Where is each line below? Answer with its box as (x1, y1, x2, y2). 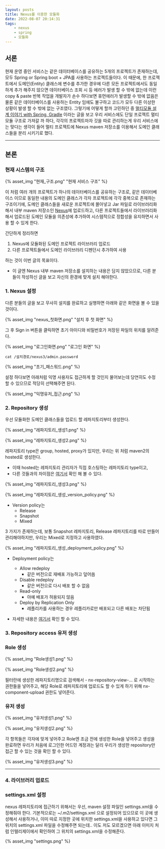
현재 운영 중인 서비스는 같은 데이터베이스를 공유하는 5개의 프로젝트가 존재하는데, (5, 68, 159, 74)
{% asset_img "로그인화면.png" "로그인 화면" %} (5, 343, 101, 349)
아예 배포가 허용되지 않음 (27, 594, 75, 600)
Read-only (19, 588, 41, 594)
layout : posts (5, 7, 34, 12)
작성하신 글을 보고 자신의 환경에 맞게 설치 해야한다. (21, 274, 119, 280)
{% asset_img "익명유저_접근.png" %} (5, 391, 80, 397)
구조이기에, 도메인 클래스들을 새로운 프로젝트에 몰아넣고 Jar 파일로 (5, 201, 133, 207)
